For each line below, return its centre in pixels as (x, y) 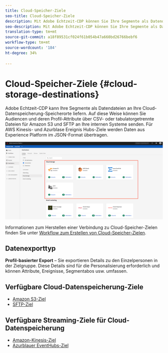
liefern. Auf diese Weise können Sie (109, 113)
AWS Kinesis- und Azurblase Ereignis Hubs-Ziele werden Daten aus (75, 130)
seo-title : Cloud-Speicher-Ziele (40, 16)
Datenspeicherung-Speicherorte (38, 113)
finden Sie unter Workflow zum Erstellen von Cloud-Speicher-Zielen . (76, 232)
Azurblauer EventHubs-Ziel (40, 345)
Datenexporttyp (30, 248)
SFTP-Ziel (23, 304)
